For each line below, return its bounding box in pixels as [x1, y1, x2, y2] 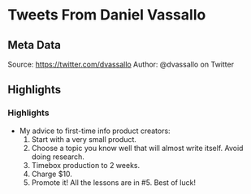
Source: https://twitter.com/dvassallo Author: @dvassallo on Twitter [7, 59, 235, 69]
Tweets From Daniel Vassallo [7, 6, 206, 24]
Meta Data [7, 38, 62, 52]
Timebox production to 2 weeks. [31, 160, 140, 170]
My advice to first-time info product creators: [19, 126, 171, 136]
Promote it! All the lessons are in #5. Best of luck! [31, 177, 197, 188]
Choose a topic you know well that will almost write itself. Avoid [31, 143, 244, 153]
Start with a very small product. [31, 134, 137, 144]
